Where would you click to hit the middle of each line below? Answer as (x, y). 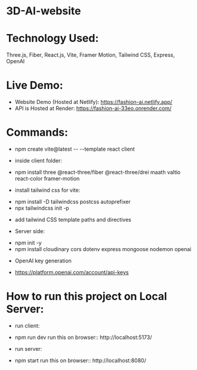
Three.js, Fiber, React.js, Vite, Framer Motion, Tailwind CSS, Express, (90, 55)
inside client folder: (39, 160)
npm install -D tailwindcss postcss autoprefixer (73, 202)
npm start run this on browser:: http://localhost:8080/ (80, 360)
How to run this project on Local (87, 296)
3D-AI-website (44, 11)
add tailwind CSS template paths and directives (73, 220)
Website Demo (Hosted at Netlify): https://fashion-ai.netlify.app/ (93, 102)
